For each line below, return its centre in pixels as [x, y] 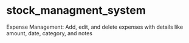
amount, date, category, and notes [50, 33]
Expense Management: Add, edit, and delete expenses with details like [95, 27]
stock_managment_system [76, 10]
